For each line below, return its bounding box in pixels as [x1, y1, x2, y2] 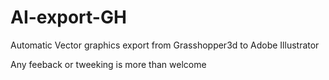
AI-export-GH [10, 6, 127, 29]
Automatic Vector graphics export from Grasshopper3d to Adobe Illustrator [10, 39, 320, 51]
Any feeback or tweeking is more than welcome [10, 58, 207, 70]
